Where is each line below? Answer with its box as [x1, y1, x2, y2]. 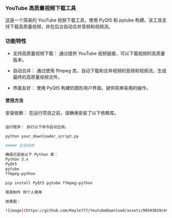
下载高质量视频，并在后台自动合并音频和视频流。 [9, 24, 113, 30]
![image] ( [5, 208, 27, 213]
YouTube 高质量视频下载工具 [5, 4, 76, 11]
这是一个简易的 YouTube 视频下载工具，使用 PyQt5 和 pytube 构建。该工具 [5, 17, 162, 24]
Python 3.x [5, 157, 29, 162]
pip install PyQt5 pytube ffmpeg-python [5, 180, 93, 185]
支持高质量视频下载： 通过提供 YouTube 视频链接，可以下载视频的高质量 [12, 50, 165, 56]
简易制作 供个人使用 [5, 189, 42, 195]
